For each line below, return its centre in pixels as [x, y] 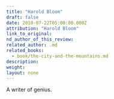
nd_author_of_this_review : [40, 39]
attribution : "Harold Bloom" [43, 28]
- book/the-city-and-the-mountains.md [60, 56]
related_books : [25, 51]
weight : [16, 67]
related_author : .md [32, 45]
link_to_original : [29, 34]
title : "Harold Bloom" [34, 12]
